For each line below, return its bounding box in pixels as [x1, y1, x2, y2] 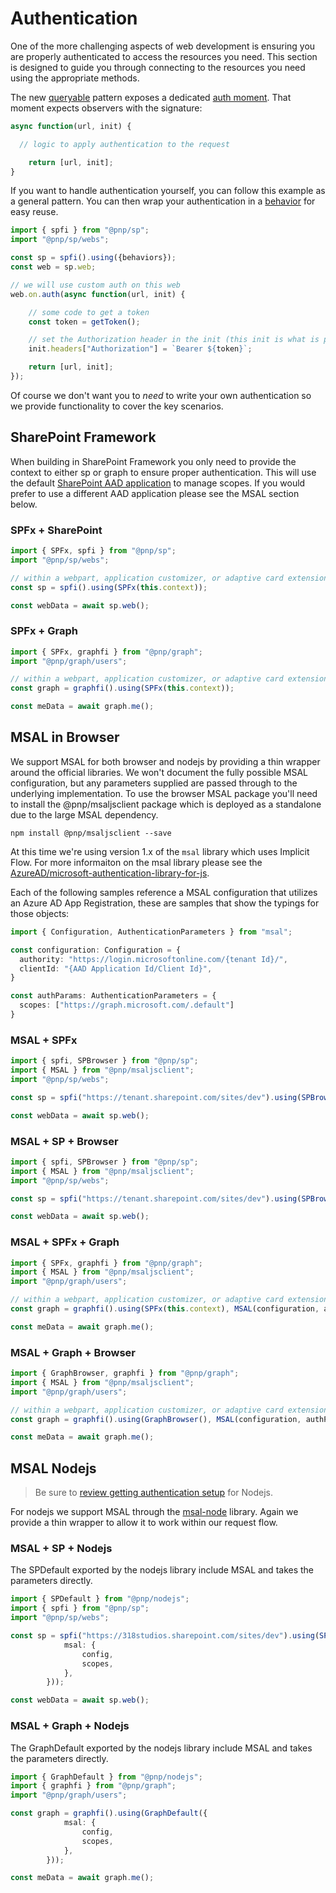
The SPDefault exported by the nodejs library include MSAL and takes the [10, 1564, 315, 1576]
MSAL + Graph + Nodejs [10, 1719, 130, 1733]
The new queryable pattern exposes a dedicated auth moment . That [10, 91, 292, 103]
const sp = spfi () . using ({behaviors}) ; [10, 253, 177, 263]
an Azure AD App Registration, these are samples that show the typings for [10, 897, 320, 909]
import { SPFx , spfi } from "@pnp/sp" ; [10, 546, 177, 556]
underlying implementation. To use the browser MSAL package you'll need [10, 787, 318, 799]
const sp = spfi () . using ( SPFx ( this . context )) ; [10, 582, 208, 592]
